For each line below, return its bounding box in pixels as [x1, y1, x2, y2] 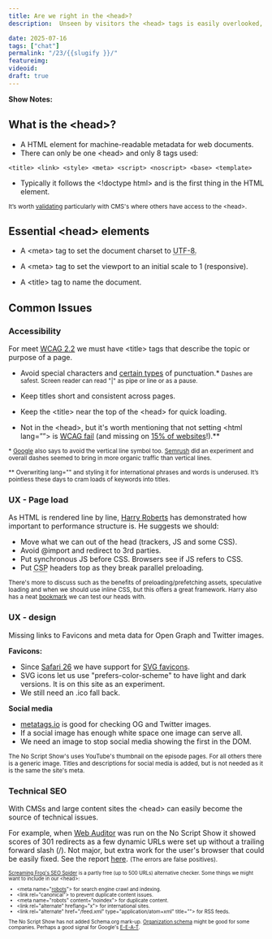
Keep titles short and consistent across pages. [19, 391, 176, 401]
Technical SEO [8, 785, 67, 797]
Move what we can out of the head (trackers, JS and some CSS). [19, 537, 238, 547]
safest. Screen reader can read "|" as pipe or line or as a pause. [19, 377, 198, 385]
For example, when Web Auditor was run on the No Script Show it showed [8, 828, 257, 837]
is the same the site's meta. [8, 766, 85, 775]
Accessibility [8, 325, 62, 337]
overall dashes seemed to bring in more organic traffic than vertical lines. [8, 454, 213, 463]
